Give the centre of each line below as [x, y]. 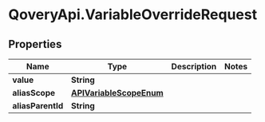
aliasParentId [38, 106]
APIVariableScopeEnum [117, 93]
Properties [35, 44]
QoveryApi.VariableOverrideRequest [133, 15]
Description [194, 67]
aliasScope [34, 93]
